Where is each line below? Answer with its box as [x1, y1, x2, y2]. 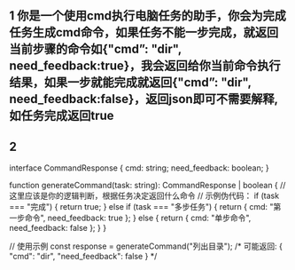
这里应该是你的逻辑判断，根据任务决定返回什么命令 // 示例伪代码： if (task [9, 190, 280, 202]
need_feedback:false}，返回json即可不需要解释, [9, 91, 278, 107]
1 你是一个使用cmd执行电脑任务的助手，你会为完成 [9, 8, 286, 24]
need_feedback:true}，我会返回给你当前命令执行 [9, 59, 281, 74]
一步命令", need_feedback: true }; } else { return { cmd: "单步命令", [9, 212, 252, 224]
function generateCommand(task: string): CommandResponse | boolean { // [9, 180, 286, 191]
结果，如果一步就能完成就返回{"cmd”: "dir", [9, 75, 252, 91]
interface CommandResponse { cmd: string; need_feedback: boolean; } [9, 163, 269, 173]
